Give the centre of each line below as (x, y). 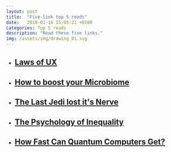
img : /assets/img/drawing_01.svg (47, 39)
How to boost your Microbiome (72, 82)
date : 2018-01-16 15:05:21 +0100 (49, 22)
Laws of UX (36, 62)
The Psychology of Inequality (69, 122)
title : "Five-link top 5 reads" (47, 17)
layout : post (22, 11)
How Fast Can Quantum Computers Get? (90, 142)
